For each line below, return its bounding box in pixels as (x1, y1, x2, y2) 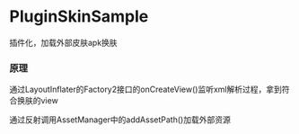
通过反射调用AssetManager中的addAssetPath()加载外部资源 (9, 114, 231, 125)
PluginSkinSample (9, 6, 149, 27)
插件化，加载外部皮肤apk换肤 (9, 37, 119, 48)
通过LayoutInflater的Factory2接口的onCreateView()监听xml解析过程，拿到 (9, 84, 283, 95)
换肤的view (16, 95, 58, 106)
